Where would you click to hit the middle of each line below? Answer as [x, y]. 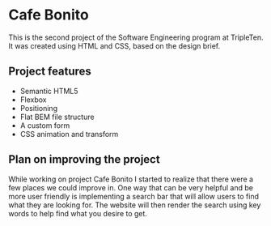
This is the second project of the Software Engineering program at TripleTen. [136, 37]
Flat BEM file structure [57, 117]
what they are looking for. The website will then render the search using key [135, 205]
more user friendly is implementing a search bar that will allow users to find [134, 196]
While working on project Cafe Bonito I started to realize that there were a [131, 179]
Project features [50, 72]
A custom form [45, 125]
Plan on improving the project [84, 160]
